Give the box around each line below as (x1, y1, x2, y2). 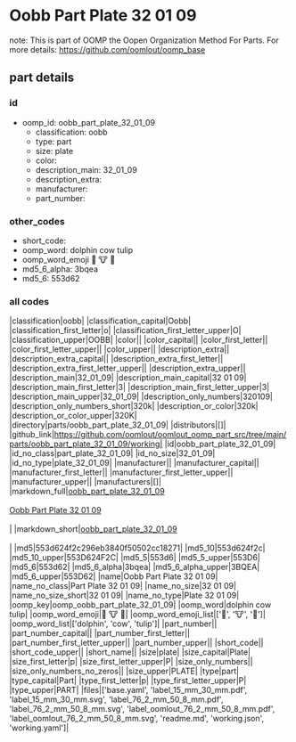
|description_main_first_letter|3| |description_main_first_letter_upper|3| (9, 382, 270, 393)
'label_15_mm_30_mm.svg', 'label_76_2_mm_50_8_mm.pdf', (9, 694, 224, 705)
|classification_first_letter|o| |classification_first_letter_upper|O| (9, 325, 243, 336)
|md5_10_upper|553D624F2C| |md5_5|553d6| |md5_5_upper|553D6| (9, 552, 260, 563)
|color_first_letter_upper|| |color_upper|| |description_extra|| (9, 344, 230, 355)
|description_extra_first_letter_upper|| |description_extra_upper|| (9, 363, 246, 374)
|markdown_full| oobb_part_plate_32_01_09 (9, 486, 165, 497)
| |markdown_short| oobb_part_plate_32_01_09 (9, 524, 178, 534)
